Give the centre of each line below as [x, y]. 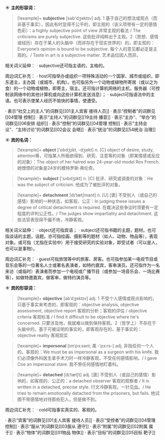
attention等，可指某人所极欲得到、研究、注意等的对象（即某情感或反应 [88, 156]
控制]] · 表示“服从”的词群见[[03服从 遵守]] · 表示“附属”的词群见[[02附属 [77, 426]
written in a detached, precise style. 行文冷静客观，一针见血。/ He [84, 387]
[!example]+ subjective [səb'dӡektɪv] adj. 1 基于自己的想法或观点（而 [87, 18]
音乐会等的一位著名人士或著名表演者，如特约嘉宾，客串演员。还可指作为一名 [82, 265]
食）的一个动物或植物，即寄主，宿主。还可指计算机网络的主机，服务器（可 [80, 88]
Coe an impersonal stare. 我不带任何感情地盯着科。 [69, 364]
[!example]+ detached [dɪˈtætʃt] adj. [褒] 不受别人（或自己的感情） [84, 375]
